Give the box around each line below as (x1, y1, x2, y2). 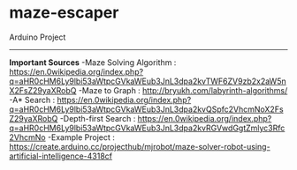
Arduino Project (9, 32, 66, 42)
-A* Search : (9, 94, 56, 105)
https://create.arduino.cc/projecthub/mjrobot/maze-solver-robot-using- (9, 141, 271, 152)
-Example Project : (47, 131, 115, 143)
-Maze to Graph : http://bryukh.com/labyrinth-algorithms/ (78, 85, 288, 95)
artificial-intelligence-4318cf (9, 151, 113, 161)
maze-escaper (9, 3, 119, 23)
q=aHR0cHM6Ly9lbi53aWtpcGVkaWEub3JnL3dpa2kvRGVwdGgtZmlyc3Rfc (9, 122, 286, 133)
